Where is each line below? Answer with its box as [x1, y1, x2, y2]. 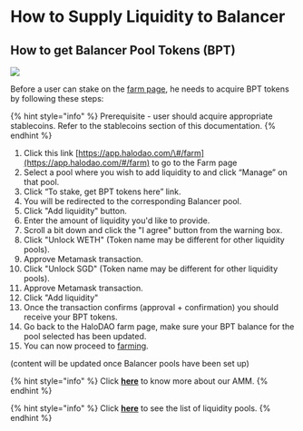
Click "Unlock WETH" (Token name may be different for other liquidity [23, 234, 285, 245]
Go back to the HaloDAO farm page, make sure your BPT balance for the [23, 321, 295, 332]
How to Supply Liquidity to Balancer [10, 6, 286, 27]
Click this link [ [23, 148, 79, 158]
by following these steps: [10, 93, 104, 103]
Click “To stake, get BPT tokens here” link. [23, 186, 181, 197]
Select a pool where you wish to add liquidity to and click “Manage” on [23, 167, 288, 178]
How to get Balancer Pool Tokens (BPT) [10, 43, 236, 58]
